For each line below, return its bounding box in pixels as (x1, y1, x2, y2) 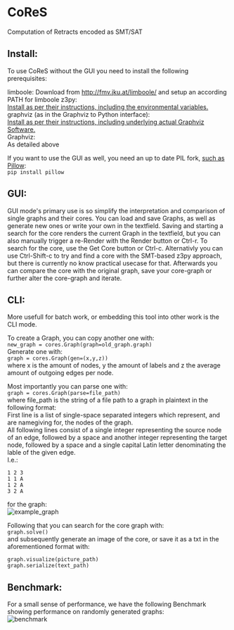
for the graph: (7, 500, 47, 509)
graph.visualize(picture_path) (7, 556, 99, 563)
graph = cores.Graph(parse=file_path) (7, 390, 121, 397)
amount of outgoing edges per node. (7, 369, 114, 377)
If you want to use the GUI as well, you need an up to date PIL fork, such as (7, 153, 225, 162)
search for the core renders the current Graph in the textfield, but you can (7, 229, 221, 237)
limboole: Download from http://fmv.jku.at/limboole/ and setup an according (7, 87, 227, 96)
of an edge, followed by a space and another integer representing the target (7, 434, 227, 442)
